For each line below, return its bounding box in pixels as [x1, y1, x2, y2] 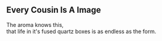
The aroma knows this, [6, 21, 64, 28]
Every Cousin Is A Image [6, 5, 101, 15]
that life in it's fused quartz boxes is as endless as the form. [6, 28, 156, 35]
